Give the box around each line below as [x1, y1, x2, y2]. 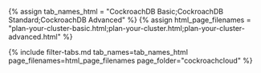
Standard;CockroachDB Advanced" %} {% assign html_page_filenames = [8, 15, 251, 25]
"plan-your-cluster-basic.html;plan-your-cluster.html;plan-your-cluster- [8, 24, 245, 33]
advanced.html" [8, 32, 62, 41]
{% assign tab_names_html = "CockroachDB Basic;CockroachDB [8, 7, 223, 16]
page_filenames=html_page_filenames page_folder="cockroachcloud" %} [8, 56, 253, 65]
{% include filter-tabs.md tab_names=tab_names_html [8, 48, 189, 56]
